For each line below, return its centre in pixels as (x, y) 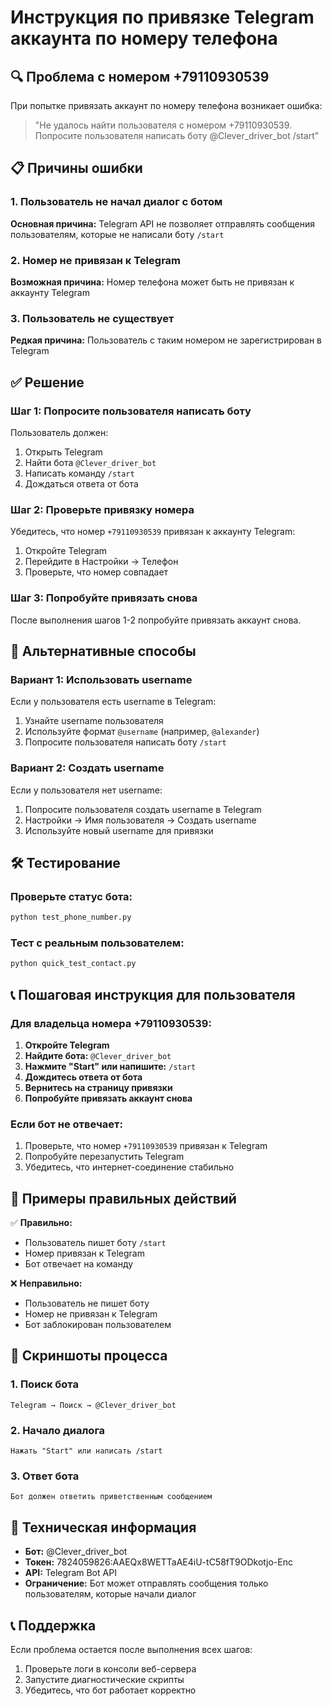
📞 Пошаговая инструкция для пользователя (153, 994)
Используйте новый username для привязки (119, 830)
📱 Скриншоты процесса (89, 1356)
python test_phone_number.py (71, 917)
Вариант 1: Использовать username (101, 679)
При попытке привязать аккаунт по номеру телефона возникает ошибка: (166, 105)
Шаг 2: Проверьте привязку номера (102, 509)
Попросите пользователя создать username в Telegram (143, 809)
